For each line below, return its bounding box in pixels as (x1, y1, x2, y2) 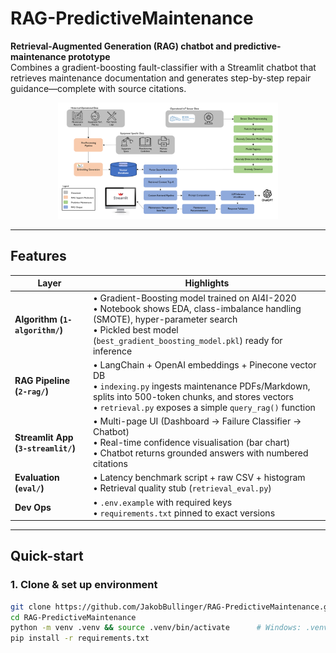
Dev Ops (14, 502, 52, 514)
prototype (68, 50, 111, 62)
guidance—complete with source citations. (10, 82, 187, 94)
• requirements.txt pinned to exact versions (92, 507, 276, 519)
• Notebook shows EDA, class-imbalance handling (92, 302, 302, 314)
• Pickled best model (92, 323, 179, 336)
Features (10, 248, 67, 265)
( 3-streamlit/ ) (14, 442, 76, 454)
